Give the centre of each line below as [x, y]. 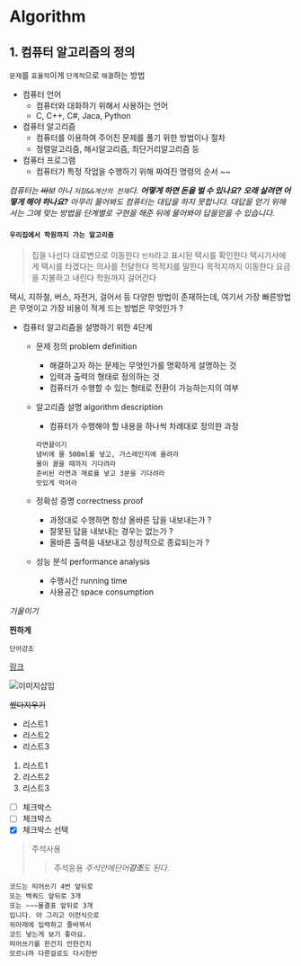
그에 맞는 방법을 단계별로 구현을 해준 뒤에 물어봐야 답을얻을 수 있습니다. [150, 213]
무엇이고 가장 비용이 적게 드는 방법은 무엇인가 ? [101, 309]
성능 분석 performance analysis [93, 562]
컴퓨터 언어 [42, 94]
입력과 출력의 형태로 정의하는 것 [104, 377]
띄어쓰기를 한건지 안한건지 [50, 944]
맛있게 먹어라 [57, 483]
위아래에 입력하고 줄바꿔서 [50, 925]
